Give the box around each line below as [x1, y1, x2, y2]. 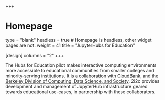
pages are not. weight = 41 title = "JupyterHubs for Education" [5, 42, 136, 48]
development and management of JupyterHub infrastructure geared [5, 83, 148, 89]
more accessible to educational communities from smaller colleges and [5, 67, 154, 73]
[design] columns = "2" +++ [5, 52, 64, 58]
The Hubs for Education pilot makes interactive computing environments [5, 62, 157, 68]
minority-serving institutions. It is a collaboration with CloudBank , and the [5, 73, 159, 79]
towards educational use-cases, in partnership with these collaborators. [5, 89, 156, 95]
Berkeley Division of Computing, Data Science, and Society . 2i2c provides [5, 78, 160, 84]
